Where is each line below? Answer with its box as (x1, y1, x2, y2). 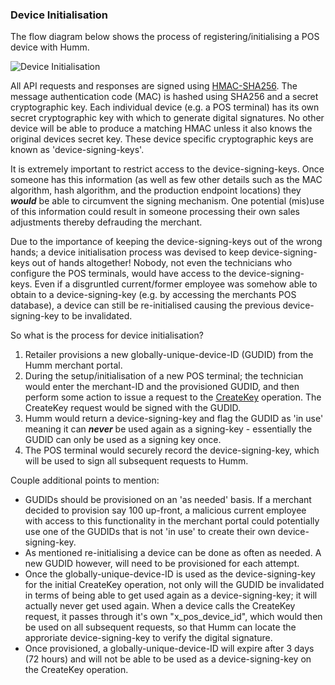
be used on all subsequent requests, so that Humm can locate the (24, 621, 297, 633)
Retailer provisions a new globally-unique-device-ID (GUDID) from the (24, 349, 314, 361)
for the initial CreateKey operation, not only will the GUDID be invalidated (24, 579, 325, 591)
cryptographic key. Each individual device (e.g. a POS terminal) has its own (10, 101, 320, 113)
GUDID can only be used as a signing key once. (24, 434, 222, 446)
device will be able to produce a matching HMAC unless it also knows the (10, 123, 313, 135)
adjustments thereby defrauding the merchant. (10, 216, 203, 228)
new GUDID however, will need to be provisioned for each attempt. (24, 558, 300, 570)
